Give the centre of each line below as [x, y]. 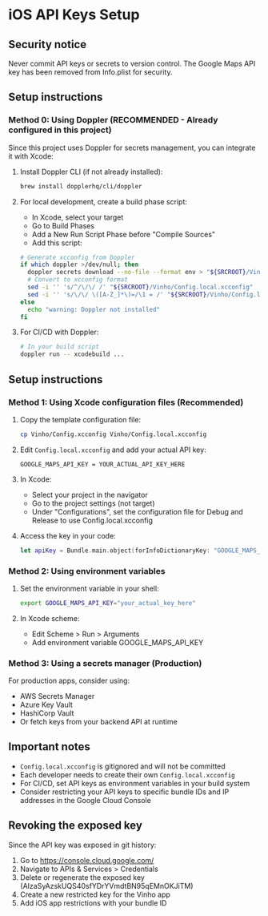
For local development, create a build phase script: [104, 201]
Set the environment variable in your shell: [89, 588]
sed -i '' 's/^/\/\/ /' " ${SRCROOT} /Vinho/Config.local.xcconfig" [140, 287]
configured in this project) [60, 130]
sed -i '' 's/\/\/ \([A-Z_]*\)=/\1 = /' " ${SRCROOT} [117, 294]
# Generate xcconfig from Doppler [77, 257]
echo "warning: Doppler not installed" [94, 309]
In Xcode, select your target [78, 217]
